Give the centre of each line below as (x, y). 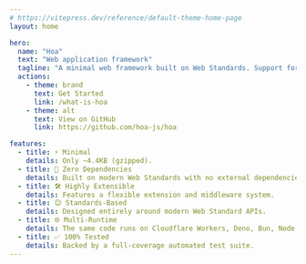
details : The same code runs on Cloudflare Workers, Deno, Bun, (150, 228)
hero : (20, 43)
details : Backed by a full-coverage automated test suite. (140, 245)
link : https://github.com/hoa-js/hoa (105, 127)
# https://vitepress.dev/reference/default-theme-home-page (126, 18)
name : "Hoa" (41, 51)
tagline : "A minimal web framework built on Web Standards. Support (150, 68)
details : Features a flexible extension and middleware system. (150, 195)
